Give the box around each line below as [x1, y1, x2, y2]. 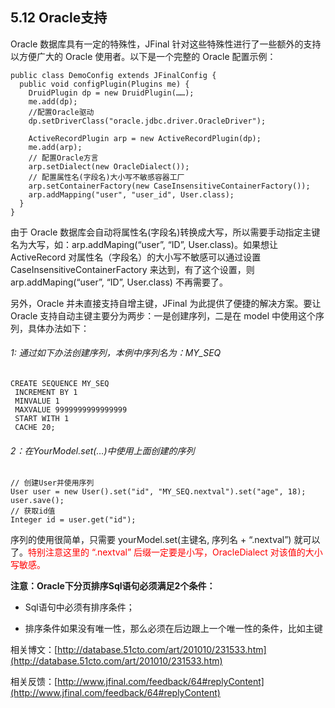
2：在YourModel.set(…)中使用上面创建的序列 [10, 444, 195, 457]
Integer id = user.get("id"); [10, 515, 137, 525]
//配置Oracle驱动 [28, 107, 95, 117]
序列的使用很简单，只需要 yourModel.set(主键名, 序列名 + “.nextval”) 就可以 [10, 534, 321, 546]
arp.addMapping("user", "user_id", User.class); [28, 189, 235, 200]
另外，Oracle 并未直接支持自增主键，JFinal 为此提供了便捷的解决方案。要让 [10, 297, 322, 309]
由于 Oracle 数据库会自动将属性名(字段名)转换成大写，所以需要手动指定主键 [10, 226, 321, 238]
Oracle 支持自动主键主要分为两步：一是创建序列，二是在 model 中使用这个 [10, 309, 316, 322]
